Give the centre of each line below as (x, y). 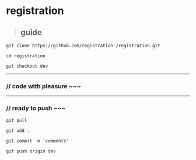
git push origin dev (31, 151)
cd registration (26, 56)
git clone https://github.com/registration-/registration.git (83, 46)
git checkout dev (27, 66)
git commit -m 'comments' (37, 141)
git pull (17, 120)
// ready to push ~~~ (36, 108)
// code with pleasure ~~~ (44, 86)
